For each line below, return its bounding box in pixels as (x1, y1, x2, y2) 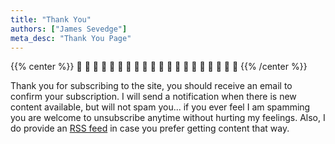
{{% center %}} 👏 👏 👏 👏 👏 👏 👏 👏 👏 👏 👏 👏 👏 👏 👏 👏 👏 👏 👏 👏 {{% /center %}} (10, 61, 308, 73)
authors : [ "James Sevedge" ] (10, 24, 128, 34)
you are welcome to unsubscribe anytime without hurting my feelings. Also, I (10, 112, 326, 124)
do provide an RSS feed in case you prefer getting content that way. (10, 122, 290, 135)
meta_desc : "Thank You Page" (10, 33, 132, 43)
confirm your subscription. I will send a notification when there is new (10, 91, 297, 103)
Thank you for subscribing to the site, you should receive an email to (10, 80, 293, 92)
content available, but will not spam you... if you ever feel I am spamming (10, 101, 311, 113)
